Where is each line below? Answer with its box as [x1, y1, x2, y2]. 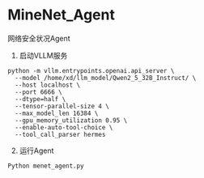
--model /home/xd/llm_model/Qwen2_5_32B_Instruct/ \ [15, 74, 197, 82]
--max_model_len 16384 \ [15, 109, 99, 117]
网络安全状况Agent [7, 33, 70, 43]
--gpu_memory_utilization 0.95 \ [15, 116, 128, 125]
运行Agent [19, 146, 54, 155]
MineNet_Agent [7, 6, 115, 24]
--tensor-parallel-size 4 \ [15, 102, 110, 110]
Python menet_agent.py [7, 162, 84, 170]
